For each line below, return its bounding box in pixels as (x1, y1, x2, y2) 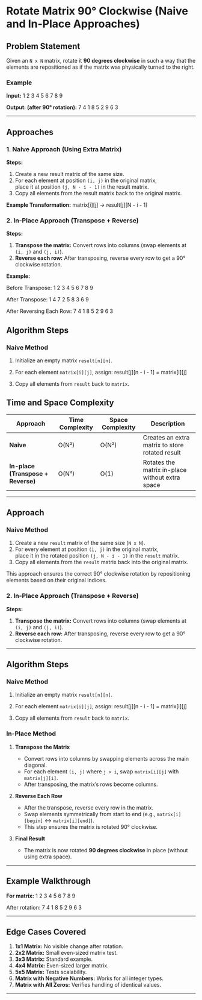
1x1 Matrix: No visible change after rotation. (14, 943, 123, 950)
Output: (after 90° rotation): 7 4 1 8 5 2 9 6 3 (6, 104, 118, 111)
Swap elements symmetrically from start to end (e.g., (23, 810, 156, 817)
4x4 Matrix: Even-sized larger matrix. (14, 962, 109, 969)
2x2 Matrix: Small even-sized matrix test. (14, 949, 118, 957)
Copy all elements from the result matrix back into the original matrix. (14, 559, 189, 566)
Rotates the (142, 458, 176, 467)
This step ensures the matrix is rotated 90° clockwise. (23, 823, 158, 830)
